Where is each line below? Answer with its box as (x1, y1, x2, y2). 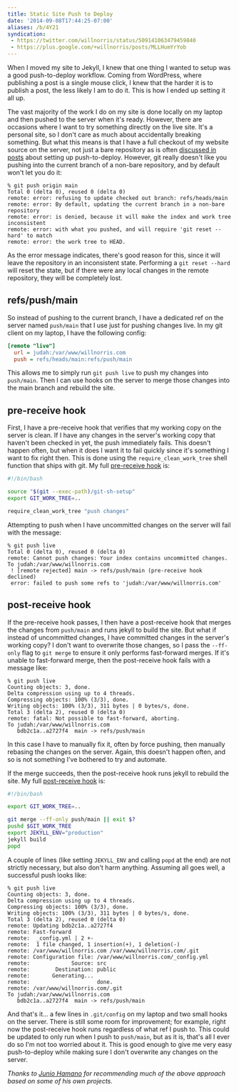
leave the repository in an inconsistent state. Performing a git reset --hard (7, 259, 230, 267)
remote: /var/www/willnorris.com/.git (7, 984, 123, 992)
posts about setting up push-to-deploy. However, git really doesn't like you (7, 153, 227, 162)
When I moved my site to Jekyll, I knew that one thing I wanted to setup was (7, 64, 231, 71)
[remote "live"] (7, 342, 56, 349)
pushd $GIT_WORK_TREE (7, 823, 72, 830)
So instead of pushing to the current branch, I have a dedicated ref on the (7, 313, 224, 322)
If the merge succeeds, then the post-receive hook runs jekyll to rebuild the (7, 769, 230, 778)
